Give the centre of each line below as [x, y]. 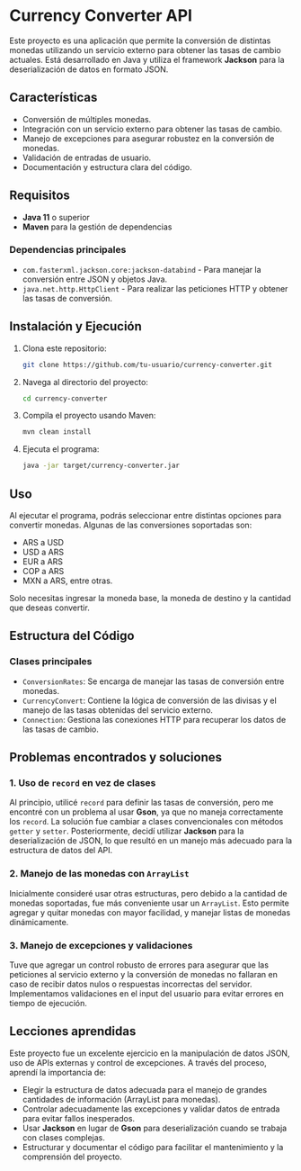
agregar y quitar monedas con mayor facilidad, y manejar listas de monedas [150, 912]
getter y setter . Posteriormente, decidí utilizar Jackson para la [127, 831]
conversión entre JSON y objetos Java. [95, 279]
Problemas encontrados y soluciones [116, 757]
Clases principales [51, 662]
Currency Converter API [101, 16]
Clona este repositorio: [64, 348]
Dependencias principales [68, 250]
